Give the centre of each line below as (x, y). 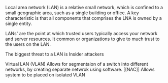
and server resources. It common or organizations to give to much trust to (82, 39)
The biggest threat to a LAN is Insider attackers (55, 54)
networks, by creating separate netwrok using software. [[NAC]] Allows (80, 69)
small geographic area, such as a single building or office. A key (72, 13)
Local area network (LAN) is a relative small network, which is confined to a (84, 7)
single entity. (19, 23)
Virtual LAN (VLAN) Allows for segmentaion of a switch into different (77, 64)
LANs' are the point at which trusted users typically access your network (81, 33)
